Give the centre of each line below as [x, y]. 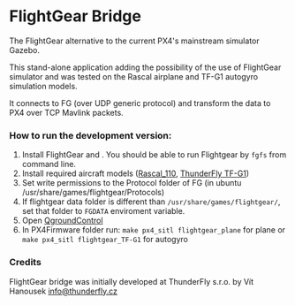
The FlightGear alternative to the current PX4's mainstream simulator [134, 41]
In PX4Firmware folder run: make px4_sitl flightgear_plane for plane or [153, 230]
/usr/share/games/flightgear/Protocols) [93, 193]
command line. [49, 164]
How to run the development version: [91, 135]
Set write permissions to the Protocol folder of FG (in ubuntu [132, 183]
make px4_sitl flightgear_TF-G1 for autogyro [105, 240]
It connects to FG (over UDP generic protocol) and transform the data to [140, 103]
